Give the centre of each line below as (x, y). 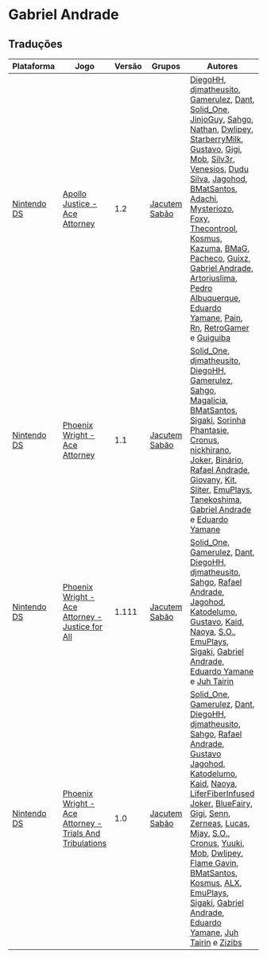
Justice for (83, 627)
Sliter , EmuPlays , (221, 490)
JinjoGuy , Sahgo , (222, 119)
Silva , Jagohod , (219, 179)
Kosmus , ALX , (216, 883)
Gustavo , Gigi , (216, 149)
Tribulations (85, 843)
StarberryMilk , (217, 139)
